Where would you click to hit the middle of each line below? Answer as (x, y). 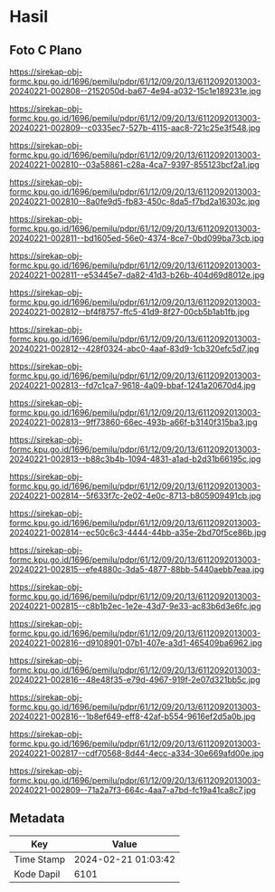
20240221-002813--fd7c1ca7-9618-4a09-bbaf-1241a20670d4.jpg (133, 385)
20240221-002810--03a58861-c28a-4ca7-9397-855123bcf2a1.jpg (134, 164)
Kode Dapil (37, 874)
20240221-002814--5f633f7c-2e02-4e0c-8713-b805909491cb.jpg (135, 496)
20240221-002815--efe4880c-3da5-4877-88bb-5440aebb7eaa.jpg (137, 569)
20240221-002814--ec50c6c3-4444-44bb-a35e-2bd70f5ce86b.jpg (138, 532)
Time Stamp (40, 859)
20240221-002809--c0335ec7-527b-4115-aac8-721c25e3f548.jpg (135, 128)
